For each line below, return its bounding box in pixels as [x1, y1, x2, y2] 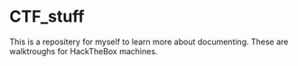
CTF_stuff [9, 6, 85, 27]
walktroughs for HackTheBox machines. [9, 45, 158, 56]
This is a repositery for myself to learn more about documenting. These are [9, 36, 289, 47]
